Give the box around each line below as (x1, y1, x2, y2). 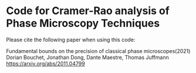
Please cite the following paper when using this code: (6, 36, 136, 43)
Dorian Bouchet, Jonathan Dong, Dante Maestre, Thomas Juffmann (6, 54, 169, 61)
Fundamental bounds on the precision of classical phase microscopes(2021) (6, 47, 191, 54)
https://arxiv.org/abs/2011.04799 (6, 60, 85, 67)
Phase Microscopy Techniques (6, 16, 160, 30)
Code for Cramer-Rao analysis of (6, 4, 170, 18)
